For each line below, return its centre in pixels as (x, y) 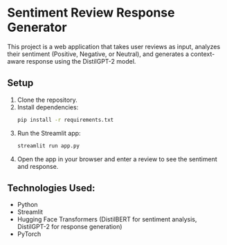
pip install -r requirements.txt (65, 120)
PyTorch (29, 234)
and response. (38, 166)
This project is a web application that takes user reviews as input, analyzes (114, 46)
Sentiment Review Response (91, 13)
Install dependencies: (48, 107)
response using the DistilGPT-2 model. (81, 61)
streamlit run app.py (48, 146)
